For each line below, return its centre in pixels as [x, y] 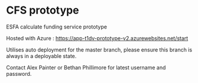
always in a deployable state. [41, 56]
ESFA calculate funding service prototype [57, 27]
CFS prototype [43, 10]
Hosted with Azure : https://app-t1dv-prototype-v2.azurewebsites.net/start [97, 38]
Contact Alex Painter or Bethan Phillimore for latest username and [86, 67]
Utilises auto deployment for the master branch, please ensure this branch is [99, 50]
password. [19, 74]
